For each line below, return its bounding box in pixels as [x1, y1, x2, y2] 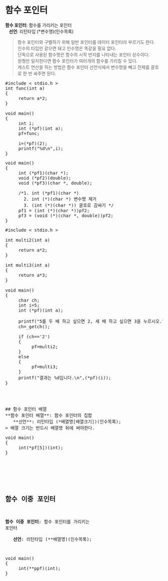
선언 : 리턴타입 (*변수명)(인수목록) [8, 28, 74, 34]
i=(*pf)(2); [18, 140, 47, 146]
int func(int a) [5, 85, 45, 91]
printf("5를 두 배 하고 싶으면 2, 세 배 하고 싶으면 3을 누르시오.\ [18, 318, 165, 324]
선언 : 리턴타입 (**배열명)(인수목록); [13, 536, 92, 542]
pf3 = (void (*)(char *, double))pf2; [18, 213, 113, 218]
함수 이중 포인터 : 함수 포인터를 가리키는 [5, 519, 90, 524]
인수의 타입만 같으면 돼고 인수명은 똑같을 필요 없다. [17, 45, 116, 51]
